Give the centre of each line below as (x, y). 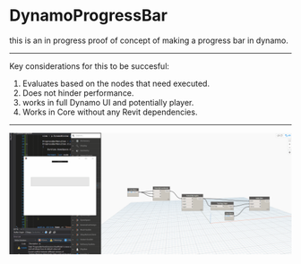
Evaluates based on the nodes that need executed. (116, 83)
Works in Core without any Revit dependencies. (110, 112)
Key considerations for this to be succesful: (90, 66)
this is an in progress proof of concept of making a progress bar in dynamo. (149, 40)
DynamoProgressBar (89, 16)
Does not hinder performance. (78, 93)
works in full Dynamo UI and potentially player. (108, 102)
